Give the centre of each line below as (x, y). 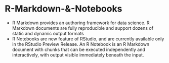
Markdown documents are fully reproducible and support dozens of (83, 28)
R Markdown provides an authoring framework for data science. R (81, 23)
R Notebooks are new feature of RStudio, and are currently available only (88, 39)
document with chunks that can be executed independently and (78, 49)
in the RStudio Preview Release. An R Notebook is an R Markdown (81, 44)
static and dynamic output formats (48, 33)
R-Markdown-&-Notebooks (64, 9)
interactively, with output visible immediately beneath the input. (78, 55)
